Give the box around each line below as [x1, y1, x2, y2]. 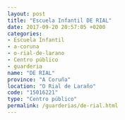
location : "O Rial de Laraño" [7, 83, 97, 90]
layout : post [7, 10, 46, 18]
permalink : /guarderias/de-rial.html [7, 102, 119, 109]
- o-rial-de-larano [7, 50, 65, 57]
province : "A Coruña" [7, 76, 71, 83]
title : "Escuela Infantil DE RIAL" [7, 17, 112, 24]
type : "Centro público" [7, 96, 78, 103]
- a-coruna [7, 43, 40, 50]
